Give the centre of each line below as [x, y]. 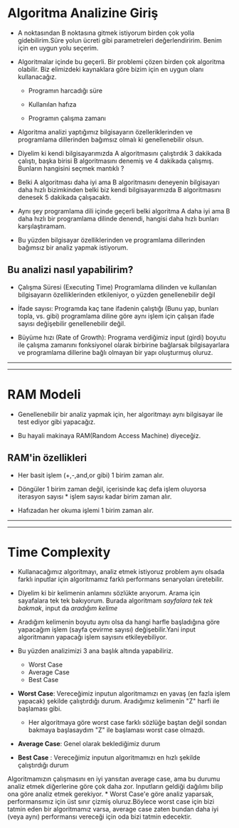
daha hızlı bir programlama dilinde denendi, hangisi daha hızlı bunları [118, 218]
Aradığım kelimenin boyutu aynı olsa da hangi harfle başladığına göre [119, 622]
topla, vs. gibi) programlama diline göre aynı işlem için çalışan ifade [116, 316]
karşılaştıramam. [42, 226]
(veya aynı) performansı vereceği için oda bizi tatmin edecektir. [100, 817]
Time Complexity [59, 552]
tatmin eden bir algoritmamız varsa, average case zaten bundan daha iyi [113, 810]
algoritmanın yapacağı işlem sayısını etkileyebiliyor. [92, 637]
